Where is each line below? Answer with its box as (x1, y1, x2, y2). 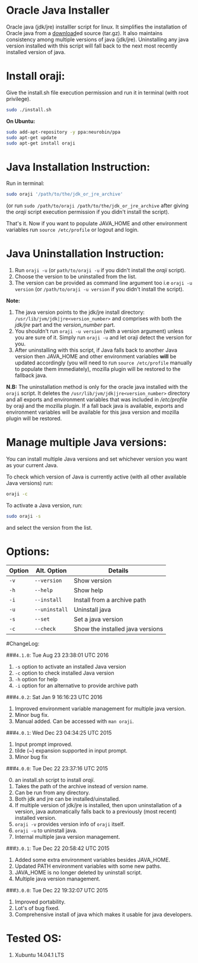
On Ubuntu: (6, 117, 36, 125)
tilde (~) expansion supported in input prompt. (14, 747, 127, 754)
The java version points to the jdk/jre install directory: (14, 309, 145, 316)
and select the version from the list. (6, 524, 93, 531)
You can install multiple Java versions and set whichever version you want (6, 455, 188, 462)
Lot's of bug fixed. (14, 904, 60, 911)
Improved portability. (14, 898, 66, 905)
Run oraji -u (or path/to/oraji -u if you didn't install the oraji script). (14, 267, 186, 274)
